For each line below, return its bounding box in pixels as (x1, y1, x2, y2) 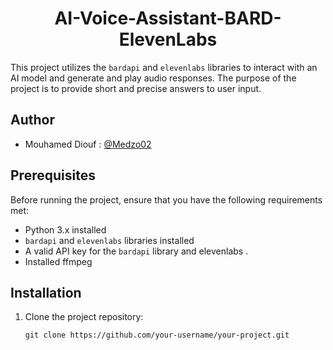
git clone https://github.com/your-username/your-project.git (24, 330, 290, 341)
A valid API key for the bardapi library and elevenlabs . (24, 245, 249, 257)
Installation (10, 284, 82, 301)
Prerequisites (10, 167, 96, 184)
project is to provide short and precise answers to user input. (10, 82, 262, 94)
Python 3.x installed (24, 223, 107, 236)
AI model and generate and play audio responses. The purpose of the (10, 72, 297, 84)
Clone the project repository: (24, 311, 144, 323)
